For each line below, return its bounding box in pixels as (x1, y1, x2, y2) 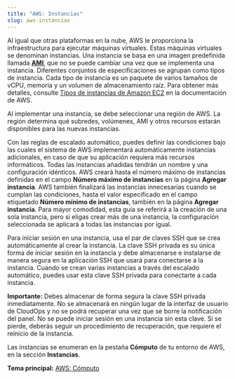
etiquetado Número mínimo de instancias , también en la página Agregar (7, 197, 219, 206)
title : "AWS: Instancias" (7, 10, 83, 18)
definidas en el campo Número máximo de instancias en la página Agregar (7, 175, 227, 183)
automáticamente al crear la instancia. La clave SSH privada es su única (7, 241, 215, 249)
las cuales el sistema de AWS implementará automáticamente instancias (7, 145, 216, 154)
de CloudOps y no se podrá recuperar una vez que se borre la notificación (7, 307, 222, 315)
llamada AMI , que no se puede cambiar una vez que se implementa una (7, 58, 215, 67)
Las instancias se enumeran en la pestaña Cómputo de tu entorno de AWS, (7, 343, 225, 351)
